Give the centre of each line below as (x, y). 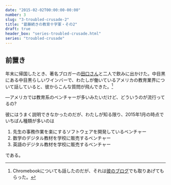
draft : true (18, 29)
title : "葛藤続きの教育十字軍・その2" (41, 24)
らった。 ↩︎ (24, 177)
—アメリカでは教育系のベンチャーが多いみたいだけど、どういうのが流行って (85, 97)
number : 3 (16, 15)
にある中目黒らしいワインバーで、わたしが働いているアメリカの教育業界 (81, 80)
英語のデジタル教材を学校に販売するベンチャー (62, 144)
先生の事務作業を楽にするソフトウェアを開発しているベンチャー (79, 132)
